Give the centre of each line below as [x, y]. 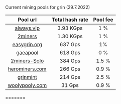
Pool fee [103, 20]
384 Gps [70, 61]
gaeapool [27, 53]
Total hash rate [70, 20]
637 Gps [70, 44]
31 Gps [70, 85]
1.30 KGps [70, 36]
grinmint [27, 77]
